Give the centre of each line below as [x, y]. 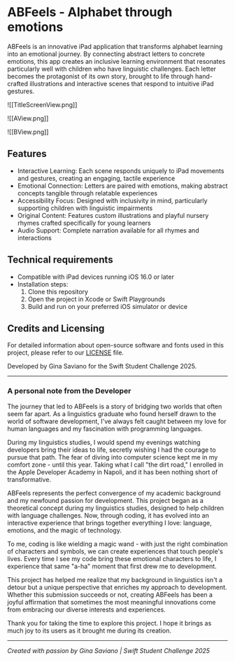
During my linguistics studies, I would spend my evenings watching [104, 442]
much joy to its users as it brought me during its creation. [90, 630]
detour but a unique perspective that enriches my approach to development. [117, 587]
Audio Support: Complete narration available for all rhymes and [108, 230]
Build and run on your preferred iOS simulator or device [107, 306]
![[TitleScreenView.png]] [42, 104]
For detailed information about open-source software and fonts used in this [115, 345]
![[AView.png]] [28, 118]
